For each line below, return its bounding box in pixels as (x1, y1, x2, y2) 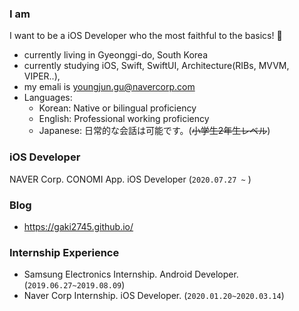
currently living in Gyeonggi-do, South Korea (23, 49, 209, 61)
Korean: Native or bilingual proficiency (38, 102, 197, 114)
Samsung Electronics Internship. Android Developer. (23, 268, 239, 281)
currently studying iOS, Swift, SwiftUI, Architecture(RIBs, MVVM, (23, 60, 290, 72)
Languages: (23, 92, 73, 104)
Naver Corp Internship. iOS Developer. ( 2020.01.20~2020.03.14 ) (23, 290, 285, 302)
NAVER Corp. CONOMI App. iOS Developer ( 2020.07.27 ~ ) (9, 173, 252, 185)
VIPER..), (23, 70, 61, 82)
